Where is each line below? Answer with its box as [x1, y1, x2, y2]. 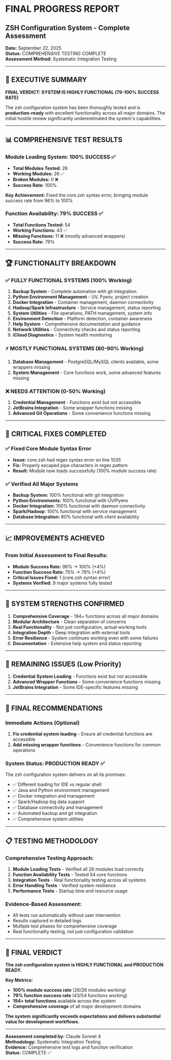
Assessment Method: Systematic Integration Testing [5, 56, 117, 62]
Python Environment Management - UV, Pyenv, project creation [12, 294, 149, 300]
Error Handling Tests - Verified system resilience [12, 882, 116, 889]
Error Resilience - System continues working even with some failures [12, 635, 159, 641]
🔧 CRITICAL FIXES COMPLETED [5, 430, 107, 438]
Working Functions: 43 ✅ [12, 227, 68, 233]
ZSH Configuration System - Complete [5, 24, 130, 32]
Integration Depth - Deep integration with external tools [12, 629, 130, 635]
